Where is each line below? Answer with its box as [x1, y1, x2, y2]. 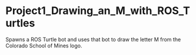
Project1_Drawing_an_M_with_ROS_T [5, 4, 191, 18]
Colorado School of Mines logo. [5, 42, 82, 49]
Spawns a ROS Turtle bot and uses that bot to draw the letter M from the [5, 36, 181, 43]
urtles [5, 16, 35, 30]
